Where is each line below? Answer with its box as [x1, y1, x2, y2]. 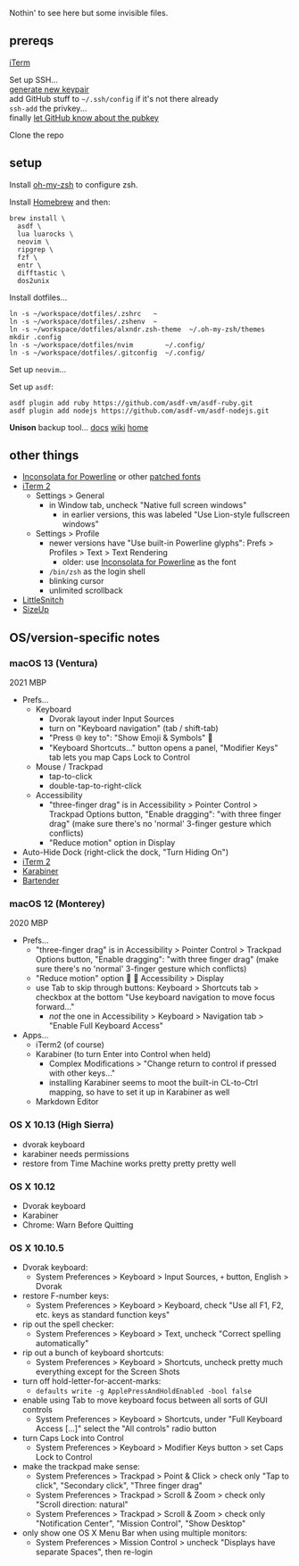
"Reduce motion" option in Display [48, 837, 176, 848]
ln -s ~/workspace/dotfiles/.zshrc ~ [9, 309, 158, 318]
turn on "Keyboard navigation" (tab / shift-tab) [48, 723, 219, 734]
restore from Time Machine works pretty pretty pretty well [21, 1158, 237, 1169]
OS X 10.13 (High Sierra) [9, 1119, 114, 1131]
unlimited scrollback [48, 585, 123, 596]
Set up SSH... [9, 74, 58, 85]
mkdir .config [9, 332, 62, 342]
